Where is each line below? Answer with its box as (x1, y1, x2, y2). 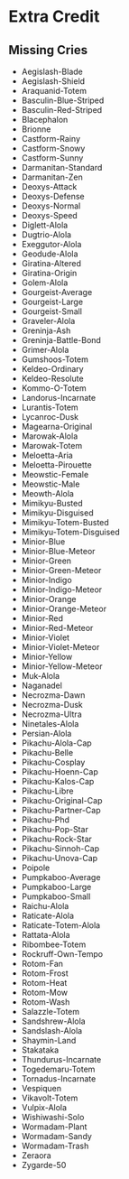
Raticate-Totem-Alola (21, 920, 101, 931)
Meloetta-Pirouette (21, 460, 92, 470)
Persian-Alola (21, 729, 72, 738)
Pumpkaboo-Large (21, 882, 92, 892)
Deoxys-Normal (21, 200, 81, 211)
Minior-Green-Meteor (21, 565, 102, 575)
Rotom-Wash (21, 997, 70, 1007)
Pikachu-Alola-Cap (21, 738, 92, 748)
